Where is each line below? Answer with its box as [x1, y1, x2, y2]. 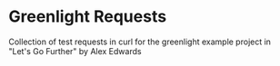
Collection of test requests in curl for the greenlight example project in [8, 36, 272, 47]
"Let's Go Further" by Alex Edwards [8, 45, 142, 56]
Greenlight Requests [8, 6, 167, 27]
